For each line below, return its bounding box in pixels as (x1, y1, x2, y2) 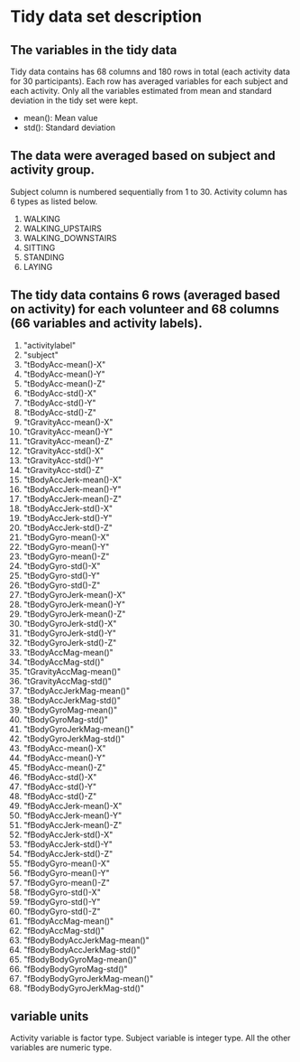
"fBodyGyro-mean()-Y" (23, 867, 111, 878)
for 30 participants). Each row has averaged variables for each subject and (10, 76, 288, 87)
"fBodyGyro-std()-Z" (23, 906, 102, 917)
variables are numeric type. (10, 1042, 112, 1053)
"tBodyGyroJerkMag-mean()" (23, 723, 134, 734)
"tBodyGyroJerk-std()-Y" (23, 628, 116, 638)
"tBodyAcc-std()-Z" (23, 406, 97, 417)
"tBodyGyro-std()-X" (23, 560, 101, 571)
